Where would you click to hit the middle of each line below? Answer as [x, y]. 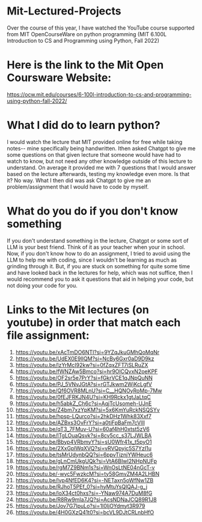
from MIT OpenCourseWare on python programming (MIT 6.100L [87, 34]
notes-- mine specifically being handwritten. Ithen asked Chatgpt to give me [101, 148]
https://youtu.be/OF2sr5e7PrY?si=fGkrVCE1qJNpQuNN [84, 377]
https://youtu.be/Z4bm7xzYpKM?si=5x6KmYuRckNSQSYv [87, 410]
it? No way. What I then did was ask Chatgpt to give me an [79, 180]
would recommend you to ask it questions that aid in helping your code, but [100, 279]
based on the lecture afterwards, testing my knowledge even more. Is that [98, 174]
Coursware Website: [59, 78]
